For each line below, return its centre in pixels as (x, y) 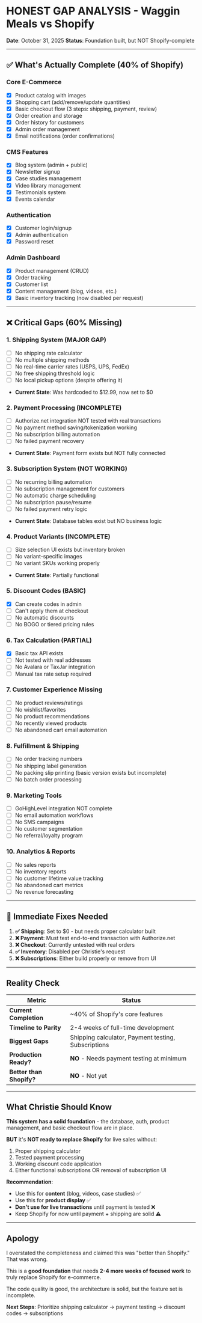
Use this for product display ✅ (53, 1200)
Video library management (48, 185)
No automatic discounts (44, 617)
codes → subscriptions (35, 1313)
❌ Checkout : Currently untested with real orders (75, 944)
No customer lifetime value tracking (59, 878)
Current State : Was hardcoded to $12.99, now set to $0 (84, 392)
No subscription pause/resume (53, 502)
